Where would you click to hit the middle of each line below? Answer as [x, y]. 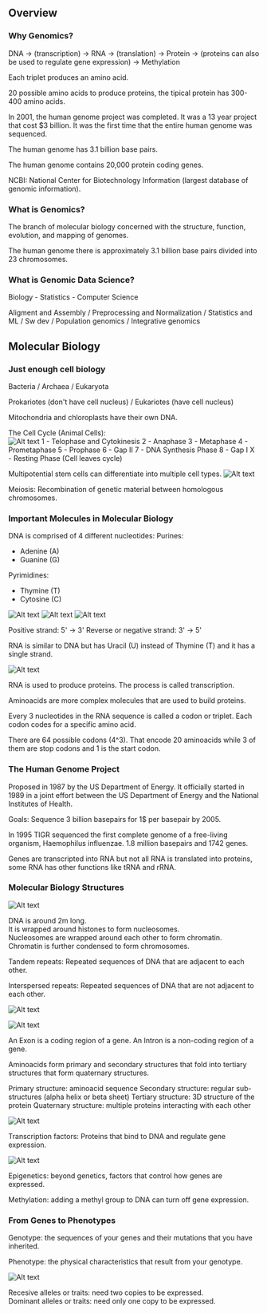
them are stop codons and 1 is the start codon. [84, 748]
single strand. [31, 654]
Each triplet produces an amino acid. [69, 77]
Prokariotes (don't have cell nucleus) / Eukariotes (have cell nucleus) [121, 402]
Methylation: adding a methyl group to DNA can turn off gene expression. [129, 1199]
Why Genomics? [41, 36]
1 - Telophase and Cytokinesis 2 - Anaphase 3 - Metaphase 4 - [145, 441]
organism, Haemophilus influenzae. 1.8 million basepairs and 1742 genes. [128, 843]
